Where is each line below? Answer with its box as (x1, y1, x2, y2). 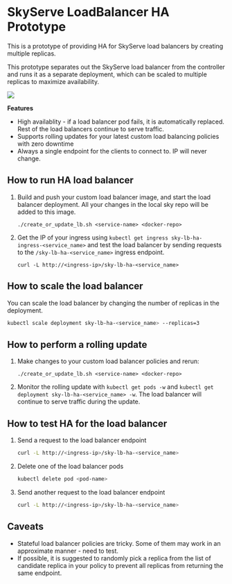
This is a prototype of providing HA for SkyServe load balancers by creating (7, 42, 224, 50)
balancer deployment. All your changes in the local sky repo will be (17, 200, 209, 208)
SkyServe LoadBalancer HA (7, 4, 170, 20)
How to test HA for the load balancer (7, 417, 168, 429)
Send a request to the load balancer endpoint (17, 436, 147, 444)
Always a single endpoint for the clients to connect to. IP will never (17, 147, 208, 155)
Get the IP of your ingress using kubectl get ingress (17, 233, 168, 242)
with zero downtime (17, 140, 74, 148)
